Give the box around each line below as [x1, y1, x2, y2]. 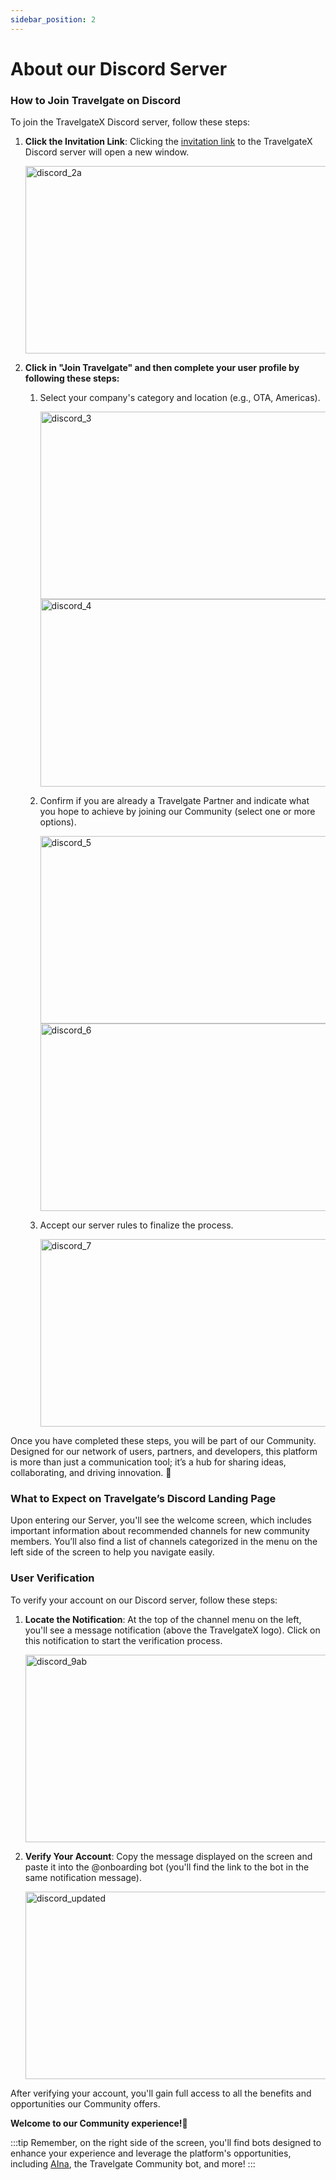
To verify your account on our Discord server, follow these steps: [10, 1594, 278, 1606]
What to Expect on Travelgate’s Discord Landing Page [10, 1492, 277, 1506]
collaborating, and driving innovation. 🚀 [10, 1467, 172, 1479]
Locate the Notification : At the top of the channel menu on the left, [24, 1613, 302, 1625]
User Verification [10, 1571, 95, 1585]
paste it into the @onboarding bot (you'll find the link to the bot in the [24, 1861, 310, 1873]
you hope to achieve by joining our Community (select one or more [39, 806, 316, 818]
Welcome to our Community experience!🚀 [10, 2117, 188, 2129]
